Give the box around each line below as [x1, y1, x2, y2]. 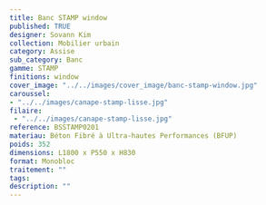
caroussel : [9, 89, 51, 98]
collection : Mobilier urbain [9, 38, 120, 48]
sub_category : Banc [9, 55, 84, 64]
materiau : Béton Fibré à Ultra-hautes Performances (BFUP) [9, 132, 238, 141]
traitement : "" [9, 165, 67, 174]
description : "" [9, 182, 71, 191]
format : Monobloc [9, 156, 75, 166]
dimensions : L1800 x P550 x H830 [9, 148, 136, 157]
